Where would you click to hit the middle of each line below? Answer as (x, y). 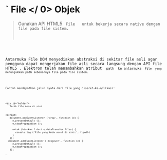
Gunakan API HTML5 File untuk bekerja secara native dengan (89, 24)
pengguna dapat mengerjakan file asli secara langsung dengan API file (83, 64)
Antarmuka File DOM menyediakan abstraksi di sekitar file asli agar (81, 59)
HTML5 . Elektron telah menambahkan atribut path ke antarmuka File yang (83, 68)
